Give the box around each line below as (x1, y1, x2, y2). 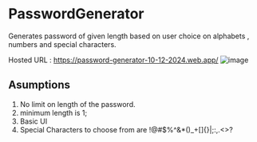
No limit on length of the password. (19, 99, 136, 108)
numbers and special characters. (8, 39, 117, 49)
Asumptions (8, 78, 70, 92)
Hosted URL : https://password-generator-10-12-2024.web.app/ (8, 55, 219, 65)
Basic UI (19, 116, 48, 126)
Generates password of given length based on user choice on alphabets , (8, 31, 250, 41)
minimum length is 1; (19, 108, 88, 117)
